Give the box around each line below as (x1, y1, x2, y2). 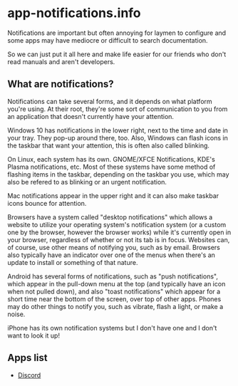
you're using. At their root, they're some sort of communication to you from (7, 105, 228, 113)
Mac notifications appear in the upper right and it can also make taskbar (7, 191, 219, 200)
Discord (17, 370, 41, 379)
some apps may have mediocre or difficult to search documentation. (7, 36, 208, 44)
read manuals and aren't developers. (7, 57, 115, 66)
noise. (7, 310, 26, 318)
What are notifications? (7, 78, 114, 90)
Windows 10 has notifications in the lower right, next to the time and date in (7, 126, 228, 135)
